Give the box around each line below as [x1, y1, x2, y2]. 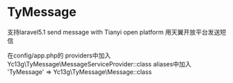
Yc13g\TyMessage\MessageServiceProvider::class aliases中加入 [7, 59, 192, 68]
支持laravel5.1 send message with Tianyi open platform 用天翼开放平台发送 [7, 28, 220, 36]
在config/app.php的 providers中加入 [7, 51, 111, 59]
